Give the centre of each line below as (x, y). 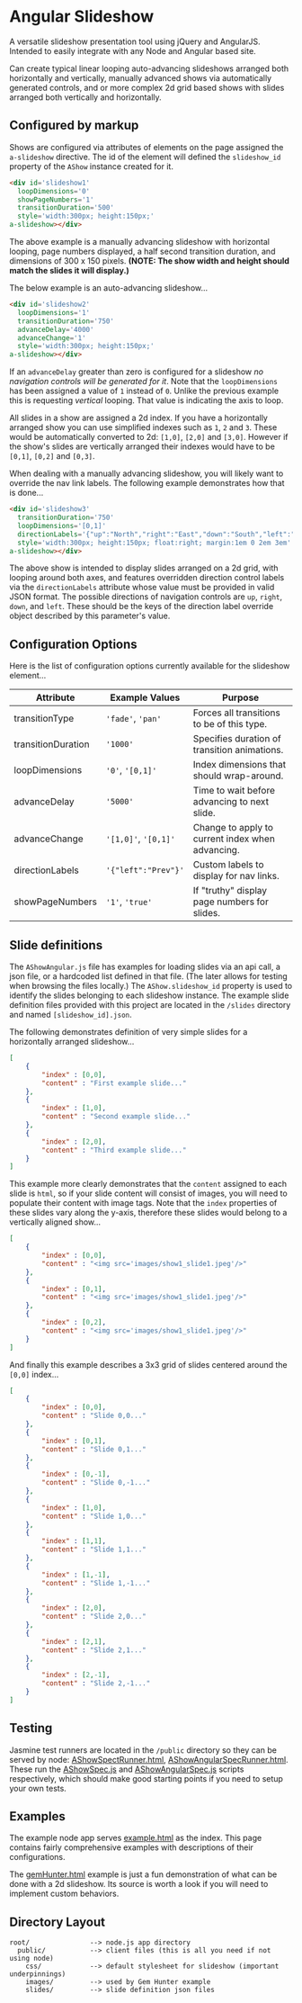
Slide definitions (56, 945)
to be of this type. (230, 724)
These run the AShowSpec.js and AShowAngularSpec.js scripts (127, 1769)
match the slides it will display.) (70, 270)
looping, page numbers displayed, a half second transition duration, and (142, 251)
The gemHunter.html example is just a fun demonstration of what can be (143, 1874)
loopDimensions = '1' (54, 312)
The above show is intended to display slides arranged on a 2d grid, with (144, 568)
